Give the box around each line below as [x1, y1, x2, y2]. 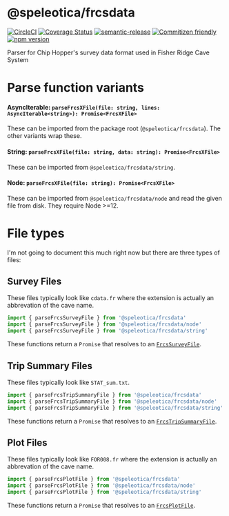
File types [7, 226, 65, 241]
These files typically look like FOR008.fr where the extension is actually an [7, 455, 217, 464]
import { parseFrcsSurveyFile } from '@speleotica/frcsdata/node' [7, 321, 202, 328]
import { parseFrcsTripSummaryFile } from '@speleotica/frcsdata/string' [7, 404, 224, 411]
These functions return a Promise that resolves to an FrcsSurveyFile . [7, 340, 202, 348]
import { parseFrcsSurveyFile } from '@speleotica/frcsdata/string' [7, 328, 208, 335]
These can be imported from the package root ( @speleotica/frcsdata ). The [7, 124, 221, 132]
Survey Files [7, 276, 62, 288]
